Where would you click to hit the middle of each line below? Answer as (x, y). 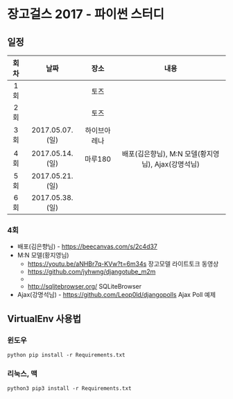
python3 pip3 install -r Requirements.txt (69, 389)
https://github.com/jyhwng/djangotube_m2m (92, 272)
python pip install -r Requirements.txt (67, 355)
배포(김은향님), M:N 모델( (161, 154)
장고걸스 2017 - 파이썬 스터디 (86, 14)
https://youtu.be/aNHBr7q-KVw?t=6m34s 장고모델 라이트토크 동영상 (123, 264)
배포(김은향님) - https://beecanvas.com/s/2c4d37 (87, 246)
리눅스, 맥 (23, 373)
